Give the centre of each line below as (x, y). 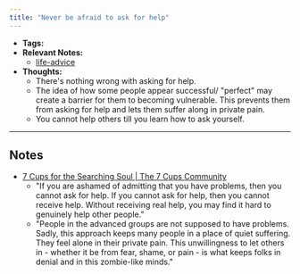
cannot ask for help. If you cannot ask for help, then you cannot (152, 195)
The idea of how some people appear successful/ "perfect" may (154, 90)
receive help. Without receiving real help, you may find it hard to (154, 205)
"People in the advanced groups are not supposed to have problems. (162, 224)
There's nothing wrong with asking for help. (116, 80)
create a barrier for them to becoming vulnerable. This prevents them (163, 100)
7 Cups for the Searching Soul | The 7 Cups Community (125, 177)
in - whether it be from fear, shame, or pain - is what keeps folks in (158, 253)
